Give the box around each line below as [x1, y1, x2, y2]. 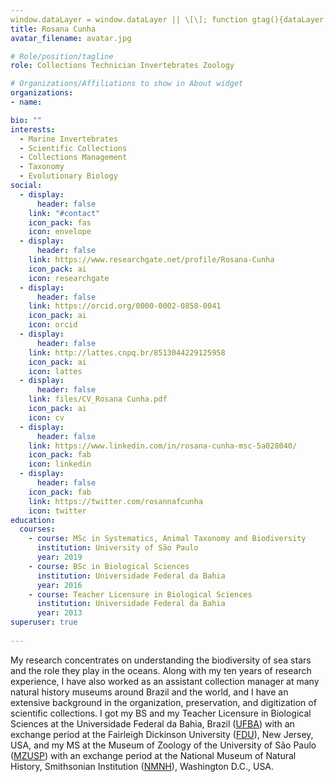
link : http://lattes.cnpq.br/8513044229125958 [28, 347, 226, 358]
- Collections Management [19, 152, 128, 163]
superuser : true [10, 617, 78, 628]
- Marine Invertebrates [19, 134, 118, 144]
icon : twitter [28, 506, 87, 516]
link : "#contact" [28, 208, 101, 218]
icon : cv [28, 412, 65, 423]
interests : [10, 124, 56, 135]
